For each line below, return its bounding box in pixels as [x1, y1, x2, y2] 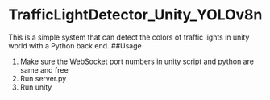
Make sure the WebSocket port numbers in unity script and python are [19, 56, 254, 66]
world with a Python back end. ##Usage [8, 40, 143, 50]
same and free [19, 65, 69, 74]
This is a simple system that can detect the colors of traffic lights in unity [8, 32, 250, 42]
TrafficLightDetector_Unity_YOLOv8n [8, 6, 263, 24]
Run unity [19, 82, 52, 92]
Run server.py [19, 73, 67, 83]
